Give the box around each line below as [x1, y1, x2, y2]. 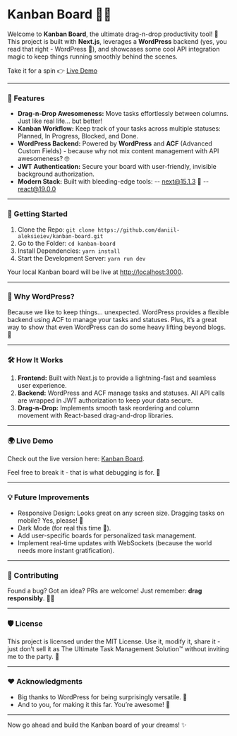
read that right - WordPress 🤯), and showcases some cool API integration [7, 44, 220, 53]
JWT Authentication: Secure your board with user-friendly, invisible [17, 162, 217, 171]
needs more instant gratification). [17, 546, 115, 554]
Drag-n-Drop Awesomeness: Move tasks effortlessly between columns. [17, 109, 229, 118]
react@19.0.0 [17, 185, 56, 194]
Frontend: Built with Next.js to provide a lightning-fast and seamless [17, 374, 217, 382]
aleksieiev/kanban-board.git [17, 232, 104, 239]
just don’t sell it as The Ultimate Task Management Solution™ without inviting [7, 645, 229, 653]
